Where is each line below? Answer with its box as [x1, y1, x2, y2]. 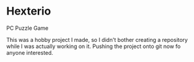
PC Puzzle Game [6, 24, 49, 32]
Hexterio [6, 4, 51, 18]
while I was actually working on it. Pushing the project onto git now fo [6, 43, 181, 50]
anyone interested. [6, 49, 54, 56]
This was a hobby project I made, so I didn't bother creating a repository [6, 36, 188, 43]
